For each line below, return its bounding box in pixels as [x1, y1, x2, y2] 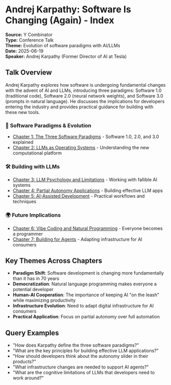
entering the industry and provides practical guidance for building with [5, 104, 154, 110]
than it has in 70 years [12, 276, 60, 282]
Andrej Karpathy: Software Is [5, 4, 131, 15]
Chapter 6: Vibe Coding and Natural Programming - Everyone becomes [12, 225, 163, 232]
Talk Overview [5, 68, 52, 77]
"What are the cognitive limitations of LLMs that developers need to [12, 370, 155, 376]
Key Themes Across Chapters [5, 257, 103, 265]
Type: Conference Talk [5, 37, 54, 43]
